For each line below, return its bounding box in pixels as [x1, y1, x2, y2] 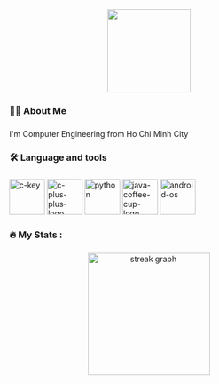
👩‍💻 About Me [9, 104, 66, 116]
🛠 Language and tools [9, 151, 108, 164]
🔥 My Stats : [9, 228, 63, 241]
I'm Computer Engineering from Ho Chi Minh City [9, 128, 189, 139]
